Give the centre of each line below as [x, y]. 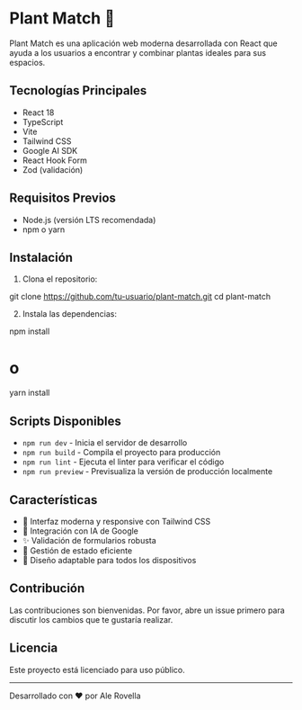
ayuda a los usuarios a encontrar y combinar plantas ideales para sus [138, 52]
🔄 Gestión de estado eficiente [77, 550]
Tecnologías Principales [78, 90]
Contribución [47, 589]
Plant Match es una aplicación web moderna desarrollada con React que [144, 43]
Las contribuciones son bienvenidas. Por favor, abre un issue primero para [147, 610]
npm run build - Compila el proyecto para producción [121, 453]
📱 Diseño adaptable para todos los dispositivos [109, 560]
